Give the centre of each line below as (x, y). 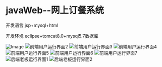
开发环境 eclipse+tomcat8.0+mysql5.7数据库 (52, 36)
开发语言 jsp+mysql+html (32, 25)
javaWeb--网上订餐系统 (55, 10)
